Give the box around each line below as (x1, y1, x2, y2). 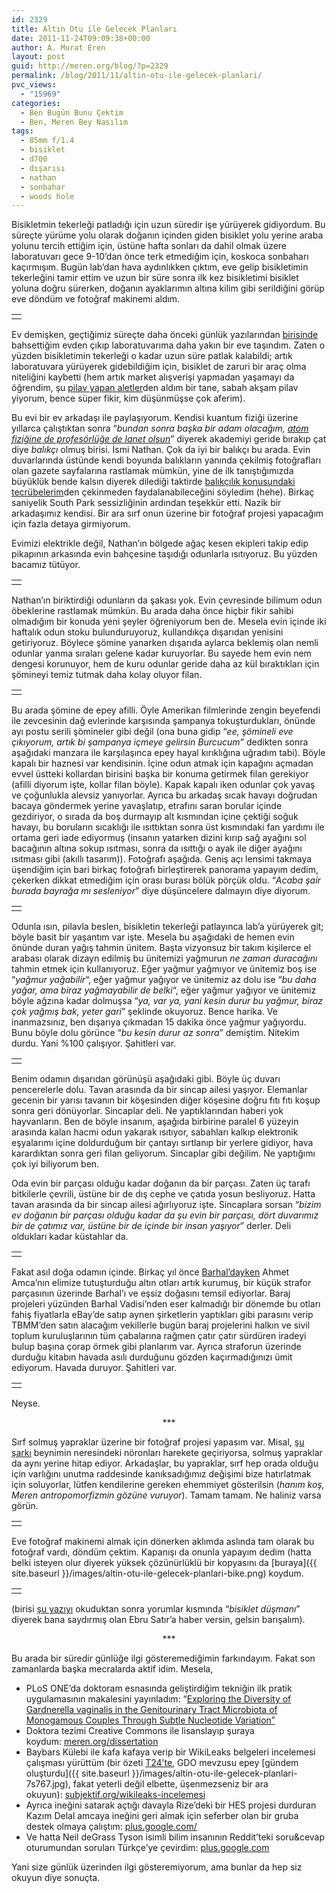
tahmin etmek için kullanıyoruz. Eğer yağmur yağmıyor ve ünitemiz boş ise (11, 963, 318, 975)
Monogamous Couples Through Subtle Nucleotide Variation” (25, 1714, 276, 1726)
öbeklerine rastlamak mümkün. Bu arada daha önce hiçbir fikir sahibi (11, 605, 294, 617)
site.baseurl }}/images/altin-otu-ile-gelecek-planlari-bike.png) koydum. (11, 1567, 304, 1580)
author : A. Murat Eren (11, 42, 106, 53)
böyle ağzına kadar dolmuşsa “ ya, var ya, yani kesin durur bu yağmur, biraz (11, 995, 324, 1007)
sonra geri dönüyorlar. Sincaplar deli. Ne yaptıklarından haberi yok (11, 1105, 284, 1117)
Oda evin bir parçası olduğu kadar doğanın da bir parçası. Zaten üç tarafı (11, 1177, 311, 1190)
